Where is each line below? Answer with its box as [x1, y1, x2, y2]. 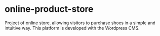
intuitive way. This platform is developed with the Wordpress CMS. [4, 25, 140, 31]
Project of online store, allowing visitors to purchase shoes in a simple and [4, 20, 156, 26]
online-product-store [4, 3, 94, 15]
